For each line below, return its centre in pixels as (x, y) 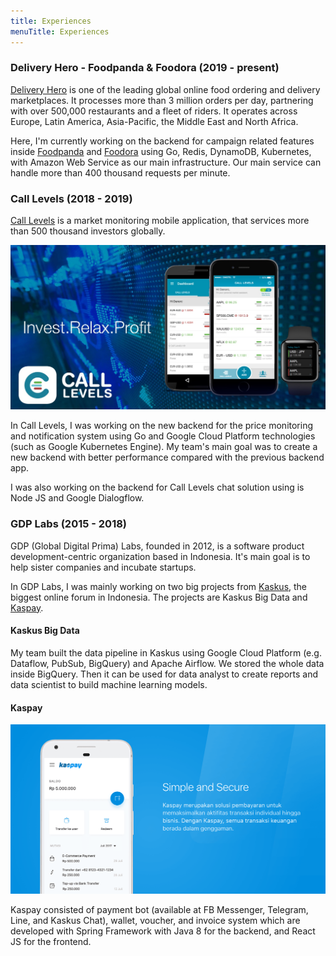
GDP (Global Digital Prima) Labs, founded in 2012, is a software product (157, 546)
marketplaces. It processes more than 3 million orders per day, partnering (162, 100)
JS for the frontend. (51, 942)
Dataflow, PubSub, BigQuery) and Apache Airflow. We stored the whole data (167, 663)
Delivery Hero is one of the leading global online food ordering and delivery (165, 89)
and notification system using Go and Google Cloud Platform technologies (163, 436)
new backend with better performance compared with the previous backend (167, 457)
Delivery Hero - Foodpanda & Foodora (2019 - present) (145, 68)
